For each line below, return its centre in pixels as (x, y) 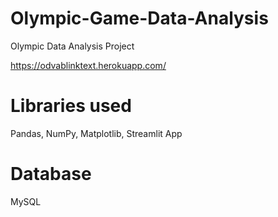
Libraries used (71, 106)
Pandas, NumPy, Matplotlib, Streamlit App (96, 133)
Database (51, 174)
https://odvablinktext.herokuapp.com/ (88, 65)
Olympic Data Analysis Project (72, 46)
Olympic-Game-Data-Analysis (139, 18)
